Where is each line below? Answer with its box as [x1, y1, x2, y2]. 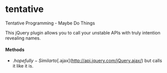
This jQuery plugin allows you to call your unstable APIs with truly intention [5, 29, 160, 35]
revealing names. [5, 35, 41, 41]
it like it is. [12, 63, 34, 69]
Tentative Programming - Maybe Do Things [5, 20, 95, 26]
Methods [5, 46, 25, 52]
